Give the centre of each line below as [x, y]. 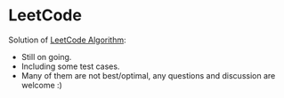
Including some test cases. [70, 66]
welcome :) [42, 85]
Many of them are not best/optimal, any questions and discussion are [148, 75]
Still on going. [46, 57]
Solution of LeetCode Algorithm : [67, 40]
